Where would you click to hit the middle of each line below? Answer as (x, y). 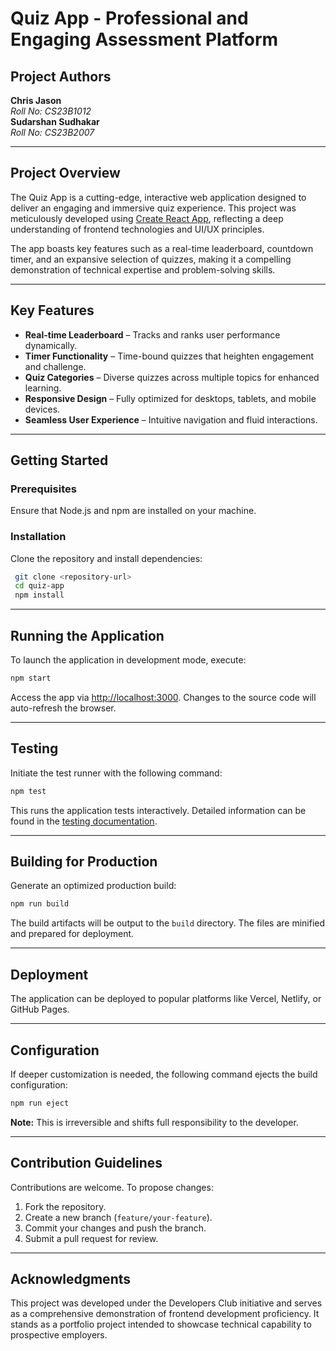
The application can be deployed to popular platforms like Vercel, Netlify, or (166, 999)
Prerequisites (43, 489)
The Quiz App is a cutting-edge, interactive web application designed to (158, 197)
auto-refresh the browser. (63, 708)
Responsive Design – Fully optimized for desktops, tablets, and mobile (170, 398)
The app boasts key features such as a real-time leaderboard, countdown (162, 248)
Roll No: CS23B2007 (52, 132)
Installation (38, 537)
